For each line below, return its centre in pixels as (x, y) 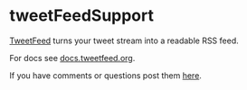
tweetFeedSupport (81, 16)
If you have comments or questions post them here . (105, 75)
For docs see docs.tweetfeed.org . (72, 58)
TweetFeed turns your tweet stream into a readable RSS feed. (124, 40)
